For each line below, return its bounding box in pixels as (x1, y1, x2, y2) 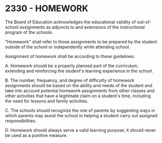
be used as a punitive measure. (5, 132, 68, 138)
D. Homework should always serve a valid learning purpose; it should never (5, 127, 157, 133)
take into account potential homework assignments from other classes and (5, 88, 155, 93)
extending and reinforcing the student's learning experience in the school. (5, 68, 154, 73)
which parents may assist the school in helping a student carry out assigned (5, 112, 158, 118)
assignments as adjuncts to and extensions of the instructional (19, 24, 145, 30)
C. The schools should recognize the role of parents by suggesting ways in (5, 107, 155, 113)
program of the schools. (5, 29, 54, 35)
